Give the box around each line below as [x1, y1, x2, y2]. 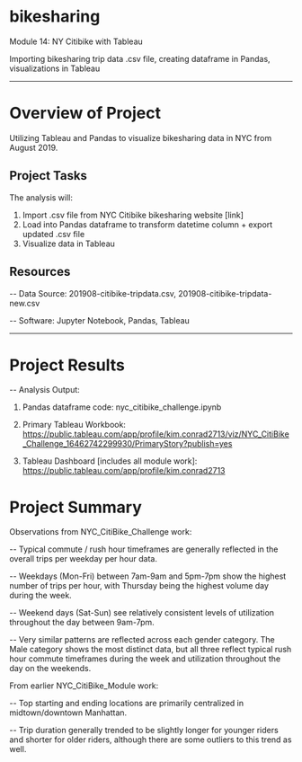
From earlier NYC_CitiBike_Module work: [9, 680, 159, 691]
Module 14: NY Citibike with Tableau [9, 36, 144, 47]
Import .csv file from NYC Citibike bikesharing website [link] [22, 209, 244, 220]
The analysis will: [9, 191, 74, 203]
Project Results [9, 355, 126, 375]
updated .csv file [22, 228, 85, 239]
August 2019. [9, 142, 58, 153]
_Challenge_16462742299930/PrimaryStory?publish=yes [22, 439, 233, 449]
